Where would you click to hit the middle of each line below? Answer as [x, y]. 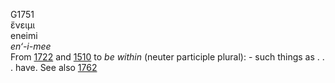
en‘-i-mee [31, 46]
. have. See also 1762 [54, 67]
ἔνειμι [23, 25]
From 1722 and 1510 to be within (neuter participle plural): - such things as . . [167, 57]
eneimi [24, 35]
